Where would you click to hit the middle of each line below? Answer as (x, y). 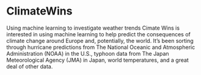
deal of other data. (30, 66)
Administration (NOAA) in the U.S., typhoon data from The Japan (88, 53)
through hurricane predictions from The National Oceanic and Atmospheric (101, 47)
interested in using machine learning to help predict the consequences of (98, 34)
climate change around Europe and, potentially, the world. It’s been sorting (100, 41)
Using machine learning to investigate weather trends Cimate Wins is (93, 28)
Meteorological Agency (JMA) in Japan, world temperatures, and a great (98, 60)
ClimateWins (39, 11)
